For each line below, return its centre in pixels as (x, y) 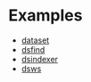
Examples (45, 16)
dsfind (33, 49)
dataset (35, 40)
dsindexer (40, 59)
